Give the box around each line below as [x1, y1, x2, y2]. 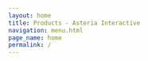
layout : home [8, 11, 52, 20]
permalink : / [8, 41, 52, 49]
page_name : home [8, 33, 62, 42]
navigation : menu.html [8, 26, 84, 34]
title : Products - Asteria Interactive [8, 19, 141, 27]
